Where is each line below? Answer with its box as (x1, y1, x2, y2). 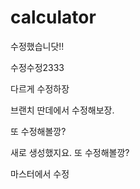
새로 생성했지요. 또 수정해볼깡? (10, 146, 130, 158)
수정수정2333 (10, 61, 65, 73)
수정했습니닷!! (10, 40, 65, 52)
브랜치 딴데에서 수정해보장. (10, 104, 115, 116)
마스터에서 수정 (10, 167, 70, 180)
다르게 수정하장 (10, 82, 70, 95)
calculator (10, 6, 97, 29)
